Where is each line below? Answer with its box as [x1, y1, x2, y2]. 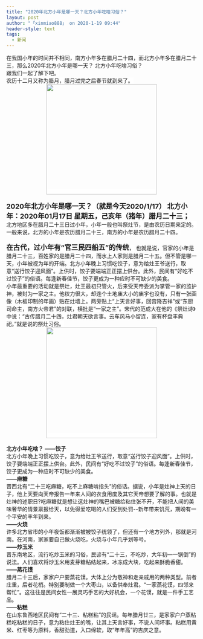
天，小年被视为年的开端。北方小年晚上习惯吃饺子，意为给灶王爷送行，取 [6, 260, 186, 267]
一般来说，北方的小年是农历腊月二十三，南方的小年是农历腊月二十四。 [6, 229, 181, 236]
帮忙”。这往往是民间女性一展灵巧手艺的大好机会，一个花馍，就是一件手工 [6, 589, 189, 595]
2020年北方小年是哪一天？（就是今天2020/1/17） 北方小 [6, 202, 188, 210]
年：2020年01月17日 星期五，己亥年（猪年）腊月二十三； [6, 212, 190, 221]
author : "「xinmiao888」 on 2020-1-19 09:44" [6, 20, 121, 26]
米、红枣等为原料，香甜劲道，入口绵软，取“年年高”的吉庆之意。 [6, 626, 165, 634]
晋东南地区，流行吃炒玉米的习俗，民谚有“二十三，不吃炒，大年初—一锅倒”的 [6, 551, 196, 558]
